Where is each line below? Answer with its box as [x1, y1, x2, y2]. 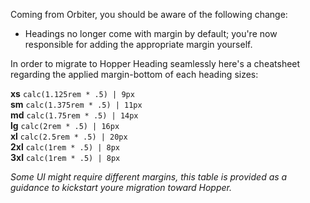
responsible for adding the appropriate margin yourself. [24, 39, 253, 50]
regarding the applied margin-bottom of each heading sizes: [10, 69, 259, 80]
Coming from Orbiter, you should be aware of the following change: [10, 9, 288, 20]
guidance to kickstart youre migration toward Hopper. [10, 182, 232, 193]
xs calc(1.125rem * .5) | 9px [10, 88, 135, 99]
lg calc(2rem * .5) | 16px [10, 120, 120, 131]
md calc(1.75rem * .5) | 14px [10, 109, 139, 121]
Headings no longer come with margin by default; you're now [24, 28, 278, 39]
